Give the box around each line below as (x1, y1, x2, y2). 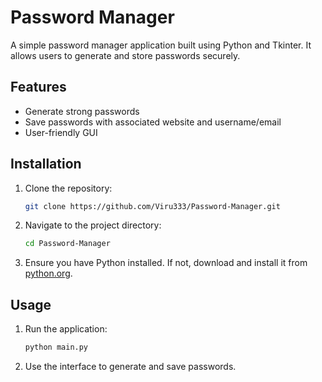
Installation (10, 156, 82, 173)
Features (10, 79, 67, 96)
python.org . (24, 267, 73, 280)
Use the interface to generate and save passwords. (24, 361, 237, 372)
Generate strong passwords (24, 105, 140, 117)
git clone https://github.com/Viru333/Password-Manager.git (24, 201, 281, 211)
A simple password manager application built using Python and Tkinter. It (10, 39, 312, 51)
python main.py (24, 342, 89, 353)
